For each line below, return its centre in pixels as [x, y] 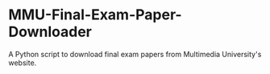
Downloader [50, 32]
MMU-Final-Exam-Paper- [96, 15]
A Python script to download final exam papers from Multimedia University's [135, 54]
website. [23, 63]
